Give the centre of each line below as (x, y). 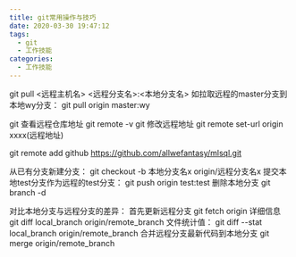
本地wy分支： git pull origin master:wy (80, 104)
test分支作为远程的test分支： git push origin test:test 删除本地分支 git (144, 182)
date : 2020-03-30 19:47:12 (59, 26)
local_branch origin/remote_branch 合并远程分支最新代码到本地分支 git (140, 233)
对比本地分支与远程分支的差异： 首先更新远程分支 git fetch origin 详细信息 (145, 211)
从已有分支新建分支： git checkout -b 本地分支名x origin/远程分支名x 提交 (144, 171)
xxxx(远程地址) (37, 135)
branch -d (28, 192)
